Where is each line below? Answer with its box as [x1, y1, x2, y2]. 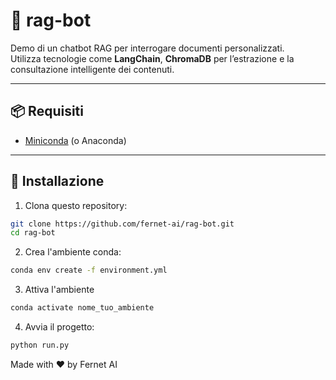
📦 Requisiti [10, 103, 84, 120]
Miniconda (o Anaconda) [24, 134, 127, 146]
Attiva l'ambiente [24, 284, 95, 296]
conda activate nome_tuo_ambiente [10, 303, 155, 313]
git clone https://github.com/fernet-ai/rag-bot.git [10, 219, 235, 229]
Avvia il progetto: [24, 321, 95, 333]
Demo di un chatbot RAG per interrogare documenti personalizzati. [10, 42, 285, 54]
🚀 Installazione [10, 173, 105, 190]
